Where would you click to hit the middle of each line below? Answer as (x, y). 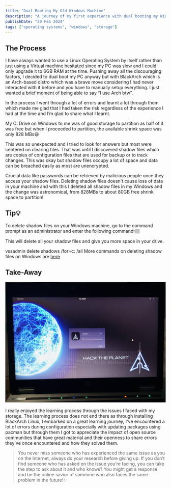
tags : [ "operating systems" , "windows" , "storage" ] (61, 27)
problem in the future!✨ (42, 480)
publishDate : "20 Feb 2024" (35, 21)
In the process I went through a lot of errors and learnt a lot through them (82, 103)
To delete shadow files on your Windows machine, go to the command (79, 225)
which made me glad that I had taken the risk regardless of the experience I (84, 108)
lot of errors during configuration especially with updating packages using (83, 427)
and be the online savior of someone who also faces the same (83, 474)
